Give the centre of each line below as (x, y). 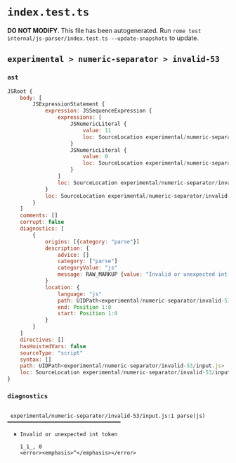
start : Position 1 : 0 (87, 314)
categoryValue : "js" (87, 268)
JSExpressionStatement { (69, 104)
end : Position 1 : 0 (84, 307)
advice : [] (73, 255)
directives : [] (42, 340)
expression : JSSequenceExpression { (98, 111)
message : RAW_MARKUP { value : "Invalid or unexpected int (143, 274)
